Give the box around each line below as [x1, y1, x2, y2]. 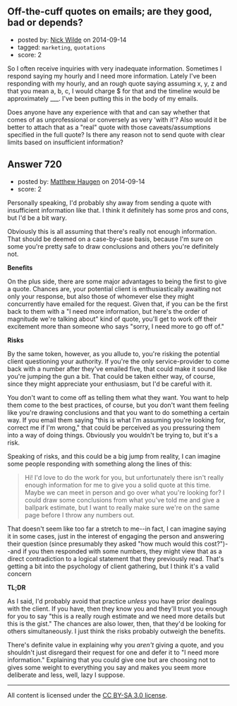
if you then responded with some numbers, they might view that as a [23, 547, 222, 555]
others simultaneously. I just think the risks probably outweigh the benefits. [7, 627, 226, 635]
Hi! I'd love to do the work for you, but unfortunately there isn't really [24, 473, 224, 481]
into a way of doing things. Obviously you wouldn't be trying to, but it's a [7, 430, 219, 439]
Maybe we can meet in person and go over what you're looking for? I [24, 488, 225, 497]
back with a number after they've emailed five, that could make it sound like [7, 364, 227, 373]
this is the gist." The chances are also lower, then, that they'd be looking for [7, 619, 226, 628]
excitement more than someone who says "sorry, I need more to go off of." [7, 322, 224, 331]
